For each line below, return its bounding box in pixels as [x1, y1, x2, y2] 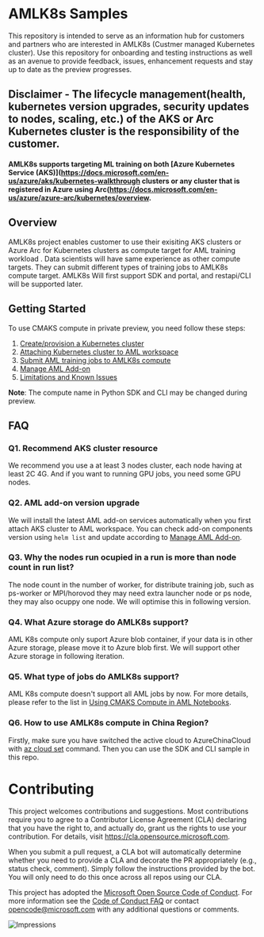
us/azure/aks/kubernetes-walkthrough [8, 176, 141, 185]
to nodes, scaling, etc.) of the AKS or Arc [8, 113, 214, 126]
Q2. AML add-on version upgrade [8, 497, 140, 508]
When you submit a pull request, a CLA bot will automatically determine [8, 847, 242, 856]
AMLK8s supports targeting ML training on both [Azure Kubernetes [8, 159, 235, 169]
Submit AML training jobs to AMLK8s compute [19, 355, 171, 365]
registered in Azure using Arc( [8, 184, 110, 194]
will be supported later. [8, 279, 83, 289]
